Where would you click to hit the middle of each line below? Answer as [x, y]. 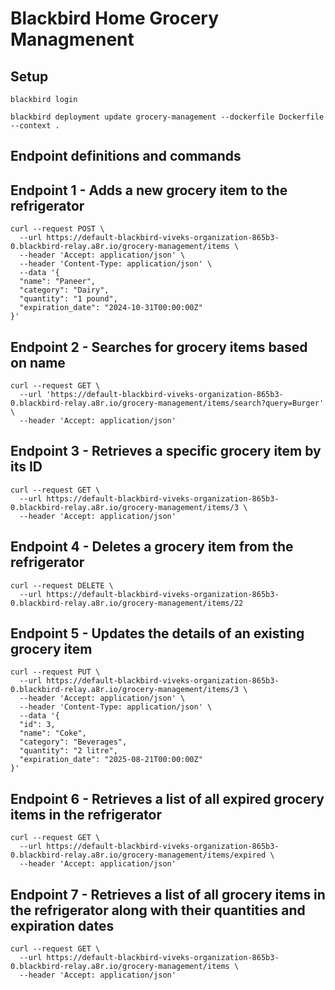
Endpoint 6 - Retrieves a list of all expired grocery [167, 798]
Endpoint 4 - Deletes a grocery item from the [152, 547]
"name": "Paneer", [58, 282]
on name [38, 362]
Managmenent [72, 39]
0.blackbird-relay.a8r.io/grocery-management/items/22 [127, 603]
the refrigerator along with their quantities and [158, 910]
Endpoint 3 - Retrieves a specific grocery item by [166, 451]
